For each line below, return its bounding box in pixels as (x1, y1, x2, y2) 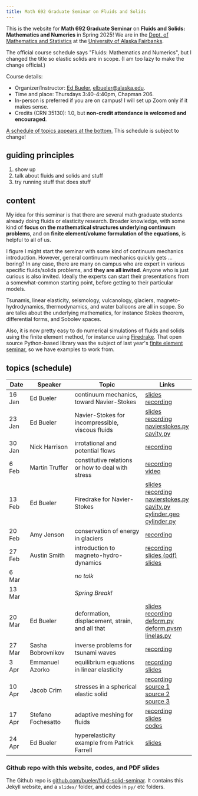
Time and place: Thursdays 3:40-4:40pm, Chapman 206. (14, 90, 154, 97)
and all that (74, 624, 105, 633)
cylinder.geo (145, 510, 180, 518)
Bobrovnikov (29, 648, 65, 657)
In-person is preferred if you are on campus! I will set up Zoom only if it (14, 97, 187, 104)
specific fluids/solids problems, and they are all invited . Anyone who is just (6, 267, 189, 274)
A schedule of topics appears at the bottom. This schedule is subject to (6, 127, 180, 134)
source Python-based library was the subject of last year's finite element (6, 340, 183, 347)
